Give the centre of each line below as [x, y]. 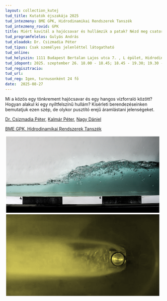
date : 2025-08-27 [24, 84]
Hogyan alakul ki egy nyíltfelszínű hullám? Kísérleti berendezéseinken [76, 104]
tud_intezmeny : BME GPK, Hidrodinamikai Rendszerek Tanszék [69, 21]
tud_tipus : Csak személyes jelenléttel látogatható [60, 47]
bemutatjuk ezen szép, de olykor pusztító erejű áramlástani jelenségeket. [80, 109]
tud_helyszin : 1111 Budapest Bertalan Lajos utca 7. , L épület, [74, 58]
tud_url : [14, 74]
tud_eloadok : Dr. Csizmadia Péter [41, 42]
